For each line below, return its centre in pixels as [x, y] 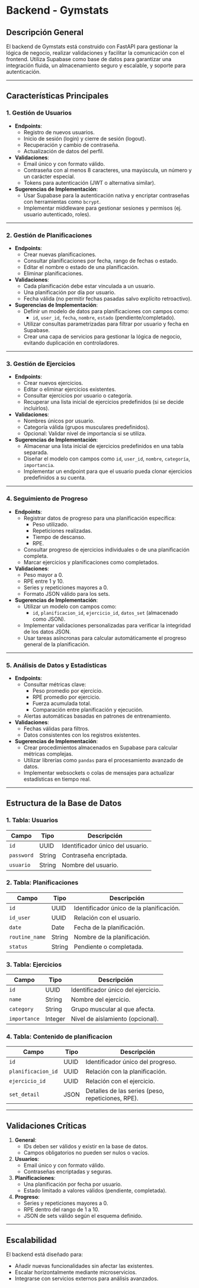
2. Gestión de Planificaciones [49, 235]
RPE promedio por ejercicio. [66, 697]
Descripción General [45, 32]
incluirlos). [36, 408]
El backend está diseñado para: [44, 1255]
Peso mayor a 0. [43, 574]
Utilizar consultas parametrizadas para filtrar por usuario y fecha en [106, 324]
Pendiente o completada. [109, 946]
